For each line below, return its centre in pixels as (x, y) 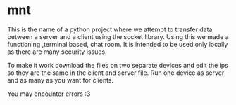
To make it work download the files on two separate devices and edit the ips (118, 65)
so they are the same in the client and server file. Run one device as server (116, 73)
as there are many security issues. (57, 52)
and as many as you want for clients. (61, 80)
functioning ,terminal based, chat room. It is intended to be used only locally (118, 44)
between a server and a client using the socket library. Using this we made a (118, 36)
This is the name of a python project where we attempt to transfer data (110, 29)
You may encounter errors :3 (49, 94)
